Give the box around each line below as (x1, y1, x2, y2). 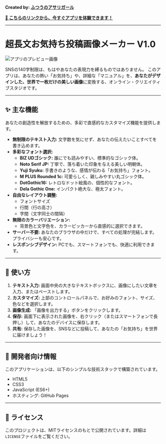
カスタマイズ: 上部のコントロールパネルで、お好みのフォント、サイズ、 (12, 295, 158, 300)
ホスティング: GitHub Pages (12, 393, 69, 398)
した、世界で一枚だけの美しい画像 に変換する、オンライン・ (13, 79, 135, 85)
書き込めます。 (12, 143, 43, 148)
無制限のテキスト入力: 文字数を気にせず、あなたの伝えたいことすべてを (12, 136, 157, 142)
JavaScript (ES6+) (12, 387, 50, 393)
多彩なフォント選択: (12, 148, 53, 154)
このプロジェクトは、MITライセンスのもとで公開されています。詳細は (5, 427, 147, 433)
